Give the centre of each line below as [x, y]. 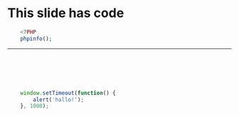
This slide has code [66, 13]
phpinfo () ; [36, 38]
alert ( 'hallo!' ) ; [58, 100]
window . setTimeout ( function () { [68, 93]
